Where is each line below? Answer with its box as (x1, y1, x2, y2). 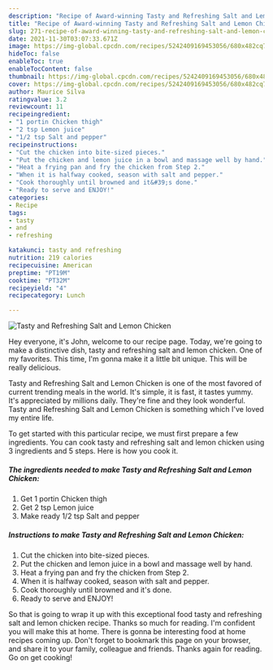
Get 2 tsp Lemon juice (19, 502, 94, 513)
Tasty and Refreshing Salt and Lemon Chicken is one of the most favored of (8, 379, 262, 388)
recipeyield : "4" (8, 284, 67, 292)
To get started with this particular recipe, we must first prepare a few (8, 429, 239, 439)
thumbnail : (8, 72, 45, 81)
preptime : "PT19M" (8, 269, 71, 277)
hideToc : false (8, 50, 60, 58)
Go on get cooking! (8, 653, 73, 663)
